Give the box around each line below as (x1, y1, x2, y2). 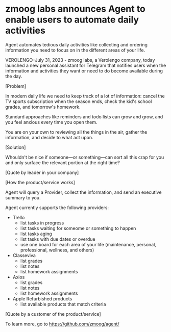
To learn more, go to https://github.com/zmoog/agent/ (5, 321, 119, 327)
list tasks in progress (20, 220, 64, 226)
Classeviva (12, 252, 36, 258)
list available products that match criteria (20, 301, 106, 307)
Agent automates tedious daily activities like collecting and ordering (5, 41, 148, 47)
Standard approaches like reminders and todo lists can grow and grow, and (5, 113, 163, 120)
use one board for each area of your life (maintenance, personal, (20, 241, 157, 247)
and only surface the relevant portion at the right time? (5, 159, 120, 166)
